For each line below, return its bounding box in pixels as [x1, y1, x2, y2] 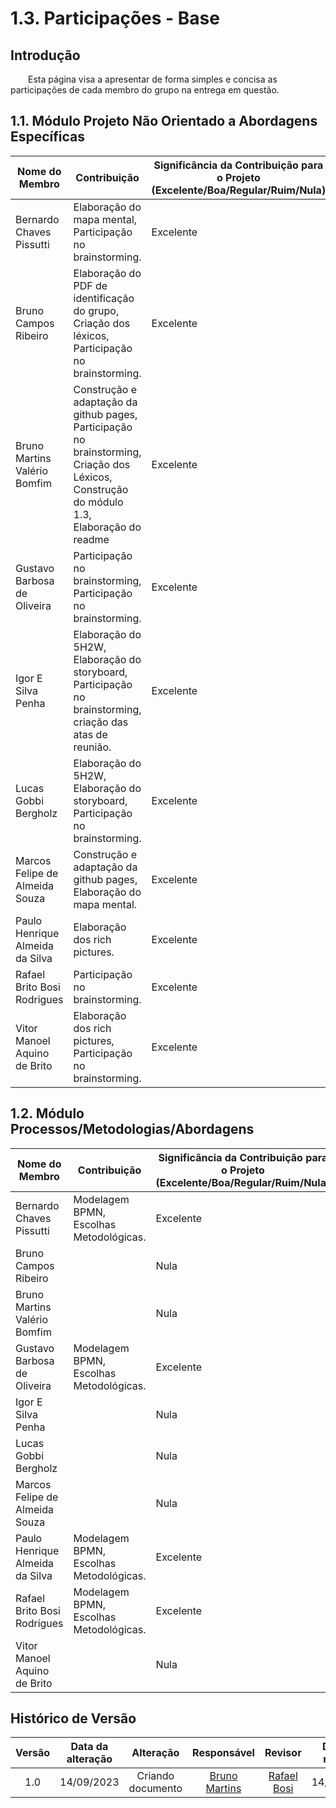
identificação [73, 291, 135, 305]
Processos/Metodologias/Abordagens [10, 1121, 255, 1138]
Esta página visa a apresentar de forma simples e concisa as [28, 73, 278, 85]
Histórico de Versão [10, 1710, 137, 1727]
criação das [73, 715, 129, 729]
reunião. [73, 740, 112, 754]
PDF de [73, 278, 108, 292]
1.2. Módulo [10, 1105, 85, 1122]
